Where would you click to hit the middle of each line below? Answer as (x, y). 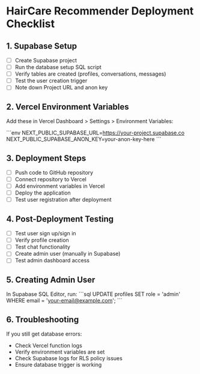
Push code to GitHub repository (54, 172)
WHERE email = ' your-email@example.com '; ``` (64, 301)
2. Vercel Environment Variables (68, 107)
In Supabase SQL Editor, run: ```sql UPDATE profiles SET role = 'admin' (93, 294)
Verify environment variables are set (60, 352)
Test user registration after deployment (63, 200)
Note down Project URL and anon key (61, 88)
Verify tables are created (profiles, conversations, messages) (90, 74)
